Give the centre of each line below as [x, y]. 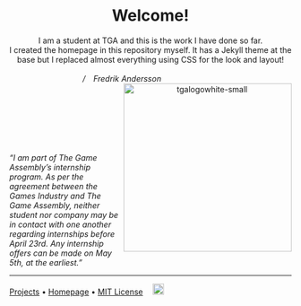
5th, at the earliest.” [46, 262]
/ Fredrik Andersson [122, 78]
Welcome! [150, 16]
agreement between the [54, 186]
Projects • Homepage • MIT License [76, 292]
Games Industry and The [55, 196]
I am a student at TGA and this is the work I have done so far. [150, 40]
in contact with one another [60, 224]
